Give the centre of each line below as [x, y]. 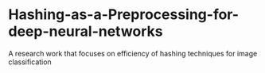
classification [30, 62]
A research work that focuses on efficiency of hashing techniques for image [133, 53]
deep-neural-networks [86, 31]
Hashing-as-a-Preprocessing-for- [124, 15]
